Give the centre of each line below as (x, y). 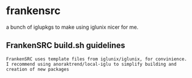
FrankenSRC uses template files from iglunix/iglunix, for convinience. (97, 59)
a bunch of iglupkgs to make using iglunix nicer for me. (72, 27)
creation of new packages (37, 69)
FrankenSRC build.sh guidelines (66, 45)
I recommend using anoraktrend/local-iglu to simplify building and (91, 64)
